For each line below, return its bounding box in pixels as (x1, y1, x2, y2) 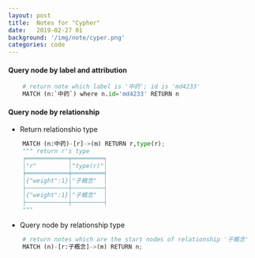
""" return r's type (22, 148, 90, 155)
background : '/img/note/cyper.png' (8, 33, 126, 42)
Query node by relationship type (19, 220, 125, 230)
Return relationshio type (19, 125, 99, 134)
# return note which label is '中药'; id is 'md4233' (22, 83, 201, 91)
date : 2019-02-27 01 (8, 26, 83, 34)
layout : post (8, 11, 51, 20)
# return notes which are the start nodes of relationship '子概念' (22, 236, 249, 244)
